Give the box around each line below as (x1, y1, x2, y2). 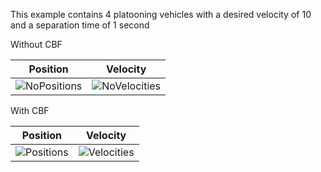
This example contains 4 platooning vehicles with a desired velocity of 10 (10, 9, 312, 20)
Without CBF (10, 39, 63, 50)
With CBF (10, 105, 50, 116)
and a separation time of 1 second (10, 19, 150, 31)
